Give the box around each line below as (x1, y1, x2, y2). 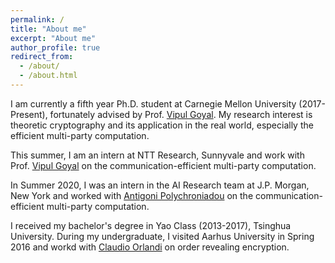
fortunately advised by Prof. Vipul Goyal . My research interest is (49, 108, 313, 120)
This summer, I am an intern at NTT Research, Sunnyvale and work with (10, 149, 305, 161)
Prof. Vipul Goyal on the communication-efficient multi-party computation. (10, 159, 317, 171)
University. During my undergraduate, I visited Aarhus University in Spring (10, 230, 315, 242)
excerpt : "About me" (10, 33, 97, 43)
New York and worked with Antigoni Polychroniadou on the (10, 189, 254, 201)
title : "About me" (10, 24, 87, 34)
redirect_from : (10, 52, 74, 62)
